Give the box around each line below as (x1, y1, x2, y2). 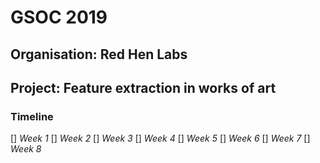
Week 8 (10, 143, 42, 155)
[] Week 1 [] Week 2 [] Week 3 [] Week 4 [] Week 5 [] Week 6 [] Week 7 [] (10, 132, 311, 145)
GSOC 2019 (10, 6, 108, 29)
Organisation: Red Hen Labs (10, 46, 188, 63)
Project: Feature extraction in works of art (10, 79, 277, 96)
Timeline (10, 109, 54, 123)
